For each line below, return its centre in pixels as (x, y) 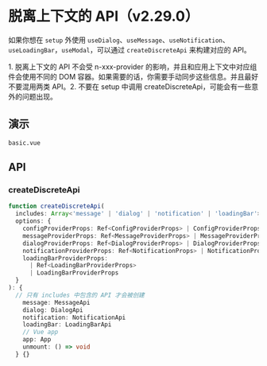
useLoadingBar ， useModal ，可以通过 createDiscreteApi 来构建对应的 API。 (130, 49)
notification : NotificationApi (74, 317)
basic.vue (25, 143)
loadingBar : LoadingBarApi (67, 325)
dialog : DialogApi (53, 310)
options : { (33, 221)
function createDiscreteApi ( (56, 206)
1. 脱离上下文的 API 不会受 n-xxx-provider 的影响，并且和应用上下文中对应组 (133, 66)
